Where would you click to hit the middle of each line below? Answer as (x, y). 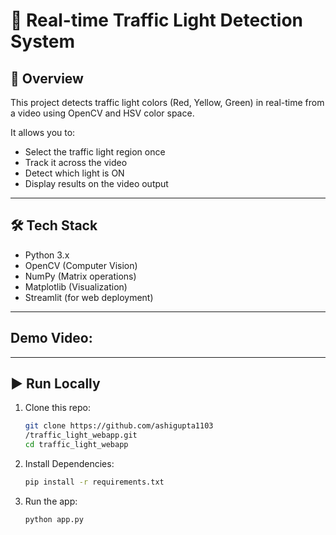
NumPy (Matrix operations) (80, 276)
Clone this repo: (57, 408)
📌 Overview (47, 78)
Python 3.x (47, 255)
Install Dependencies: (69, 464)
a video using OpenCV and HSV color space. (102, 113)
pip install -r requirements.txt (94, 482)
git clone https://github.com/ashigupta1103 (119, 426)
